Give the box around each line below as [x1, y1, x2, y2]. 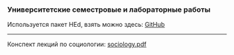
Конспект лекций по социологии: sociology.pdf [7, 40, 147, 49]
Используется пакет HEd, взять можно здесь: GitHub [7, 21, 165, 29]
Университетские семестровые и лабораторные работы [7, 5, 211, 14]
